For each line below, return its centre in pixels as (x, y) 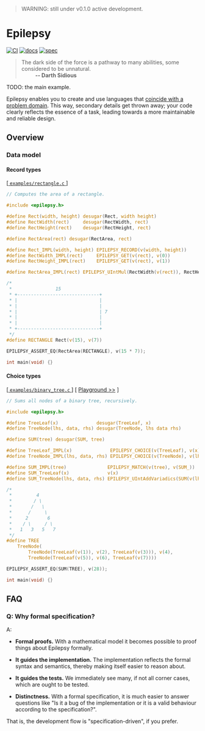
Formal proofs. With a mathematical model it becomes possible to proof (106, 642)
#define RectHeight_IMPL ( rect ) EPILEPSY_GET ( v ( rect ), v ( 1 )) (88, 261)
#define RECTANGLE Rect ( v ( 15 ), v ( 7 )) (54, 340)
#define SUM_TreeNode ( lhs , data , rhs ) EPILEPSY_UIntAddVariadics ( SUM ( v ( (101, 479)
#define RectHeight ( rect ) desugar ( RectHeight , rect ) (79, 228)
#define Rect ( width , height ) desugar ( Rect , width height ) (81, 216)
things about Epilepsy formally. (54, 648)
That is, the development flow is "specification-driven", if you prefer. (92, 721)
